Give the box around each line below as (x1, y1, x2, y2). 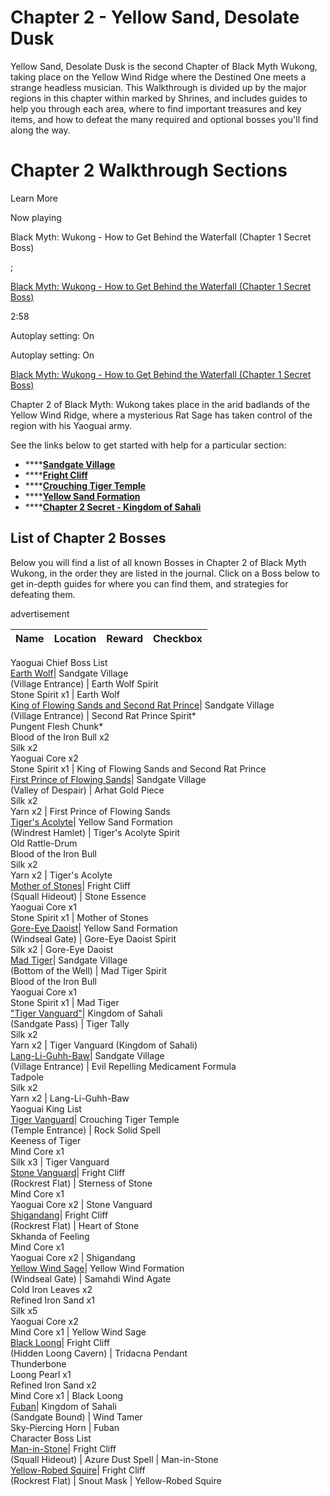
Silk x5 (10, 1304, 38, 1316)
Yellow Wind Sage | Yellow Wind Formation (10, 1262, 185, 1274)
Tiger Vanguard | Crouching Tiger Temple (10, 1113, 180, 1125)
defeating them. (10, 588, 76, 600)
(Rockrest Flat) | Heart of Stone (10, 1219, 140, 1231)
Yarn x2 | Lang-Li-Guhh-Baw (10, 1092, 130, 1104)
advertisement (10, 607, 70, 620)
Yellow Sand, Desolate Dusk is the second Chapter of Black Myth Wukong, (10, 60, 318, 72)
